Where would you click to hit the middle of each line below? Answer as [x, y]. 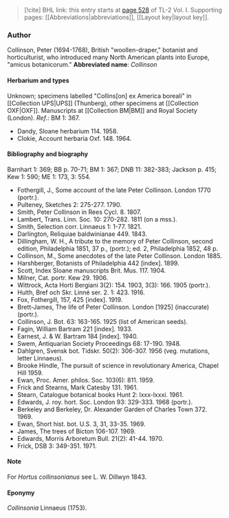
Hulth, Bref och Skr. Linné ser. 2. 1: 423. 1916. [81, 292]
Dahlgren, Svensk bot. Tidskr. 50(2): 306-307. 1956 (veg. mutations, [113, 351]
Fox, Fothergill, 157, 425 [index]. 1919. [70, 299]
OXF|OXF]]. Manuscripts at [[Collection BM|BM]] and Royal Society [102, 110]
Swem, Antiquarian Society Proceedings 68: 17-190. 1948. [99, 343]
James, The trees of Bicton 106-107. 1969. [76, 431]
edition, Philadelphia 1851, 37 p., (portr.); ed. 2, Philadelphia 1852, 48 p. [118, 248]
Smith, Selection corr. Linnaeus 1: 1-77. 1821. [79, 226]
